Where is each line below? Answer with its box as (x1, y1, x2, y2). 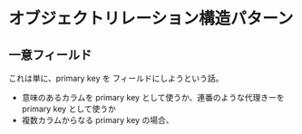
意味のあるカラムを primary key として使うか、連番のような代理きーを (21, 92, 285, 102)
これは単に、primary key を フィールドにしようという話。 (8, 73, 224, 83)
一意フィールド (8, 47, 93, 62)
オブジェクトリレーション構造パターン (8, 8, 294, 29)
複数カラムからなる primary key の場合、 (21, 115, 174, 125)
